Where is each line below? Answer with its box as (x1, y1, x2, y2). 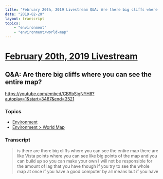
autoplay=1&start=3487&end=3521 (5, 96, 74, 101)
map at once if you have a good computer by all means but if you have (17, 168, 159, 174)
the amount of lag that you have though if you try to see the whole (17, 163, 150, 169)
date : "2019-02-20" (5, 12, 45, 17)
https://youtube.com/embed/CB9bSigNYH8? (5, 91, 95, 97)
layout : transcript (5, 16, 45, 21)
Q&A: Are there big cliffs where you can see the (5, 70, 152, 79)
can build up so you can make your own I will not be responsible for (17, 158, 153, 164)
